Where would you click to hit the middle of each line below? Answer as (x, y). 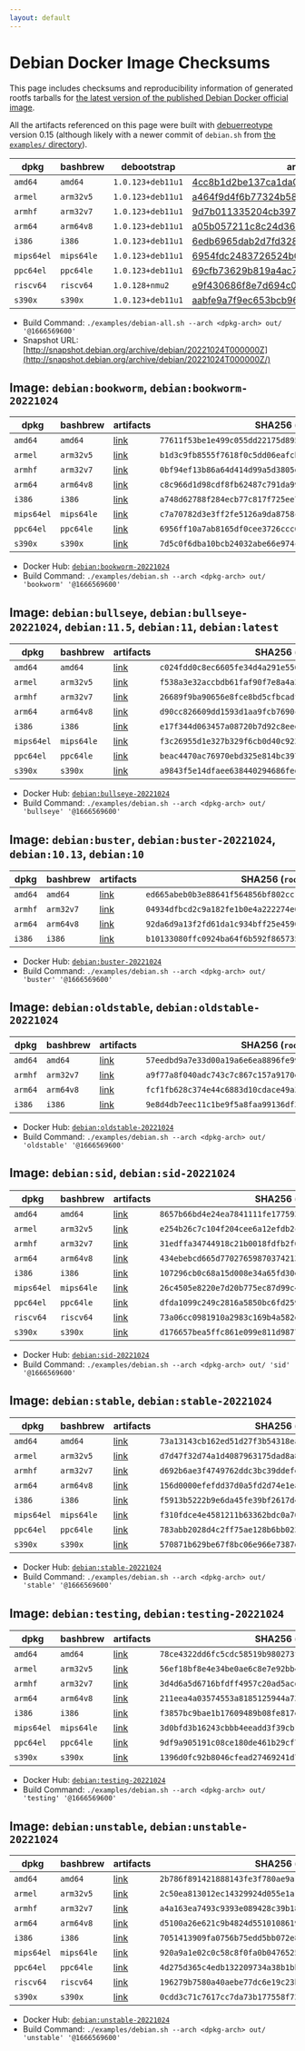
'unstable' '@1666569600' (71, 2038)
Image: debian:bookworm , (79, 387)
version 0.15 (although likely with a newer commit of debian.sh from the (143, 134)
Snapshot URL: (50, 340)
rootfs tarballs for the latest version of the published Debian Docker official (149, 97)
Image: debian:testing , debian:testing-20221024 (147, 1613)
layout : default (40, 18)
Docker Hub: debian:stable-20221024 (92, 1567)
